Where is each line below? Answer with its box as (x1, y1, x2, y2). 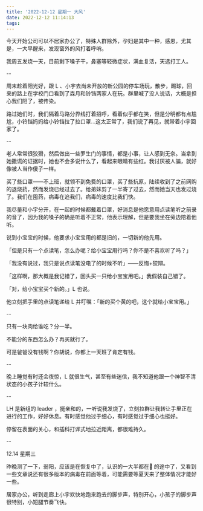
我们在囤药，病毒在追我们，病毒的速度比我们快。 (16, 193, 139, 200)
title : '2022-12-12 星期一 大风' (6, 8, 86, 15)
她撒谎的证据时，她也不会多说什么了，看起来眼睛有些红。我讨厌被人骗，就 (6, 158, 192, 165)
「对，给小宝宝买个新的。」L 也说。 (6, 285, 93, 293)
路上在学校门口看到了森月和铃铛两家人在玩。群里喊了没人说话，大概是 (16, 90, 192, 97)
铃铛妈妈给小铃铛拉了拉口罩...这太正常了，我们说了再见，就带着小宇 (22, 118, 192, 125)
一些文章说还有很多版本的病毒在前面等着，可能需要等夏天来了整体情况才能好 (6, 470, 197, 478)
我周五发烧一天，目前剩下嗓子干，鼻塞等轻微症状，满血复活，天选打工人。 (6, 58, 192, 65)
